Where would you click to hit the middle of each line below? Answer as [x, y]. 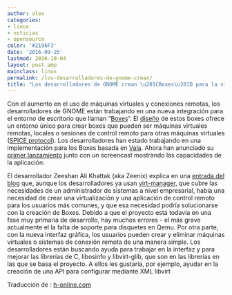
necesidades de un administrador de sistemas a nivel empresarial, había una [116, 191]
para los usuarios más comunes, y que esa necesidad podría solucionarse [113, 205]
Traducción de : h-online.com [49, 285]
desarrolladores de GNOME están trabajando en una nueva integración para [115, 111]
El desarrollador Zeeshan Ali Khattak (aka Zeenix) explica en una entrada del [116, 176]
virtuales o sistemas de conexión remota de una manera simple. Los [104, 242]
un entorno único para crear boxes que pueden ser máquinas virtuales [107, 126]
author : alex [26, 13]
